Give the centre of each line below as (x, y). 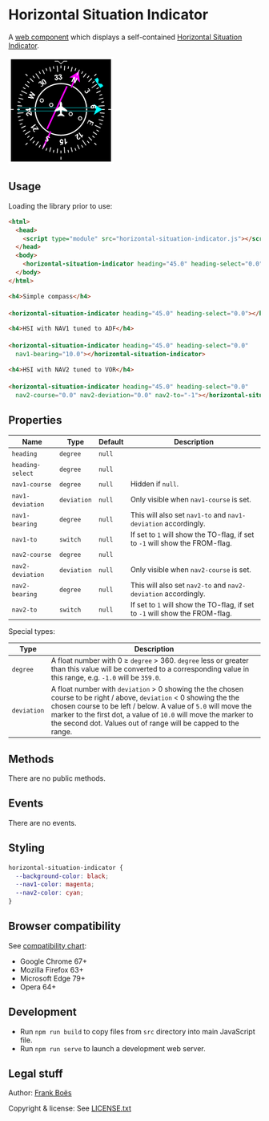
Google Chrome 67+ (54, 961)
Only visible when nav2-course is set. (191, 570)
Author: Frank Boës (40, 1093)
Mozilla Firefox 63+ (52, 969)
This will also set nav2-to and (179, 585)
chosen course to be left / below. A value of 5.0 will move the (151, 706)
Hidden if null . (155, 484)
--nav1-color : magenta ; (55, 884)
